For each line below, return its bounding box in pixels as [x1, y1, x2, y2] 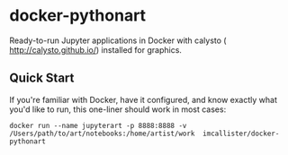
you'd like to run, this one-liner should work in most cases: [9, 104, 227, 115]
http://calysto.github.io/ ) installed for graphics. [9, 44, 183, 55]
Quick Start [9, 71, 75, 86]
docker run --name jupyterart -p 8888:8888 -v [9, 121, 187, 130]
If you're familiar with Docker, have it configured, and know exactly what [9, 94, 277, 105]
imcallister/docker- [202, 129, 280, 138]
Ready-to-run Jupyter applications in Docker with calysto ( [9, 35, 227, 46]
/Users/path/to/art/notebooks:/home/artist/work [9, 129, 195, 138]
